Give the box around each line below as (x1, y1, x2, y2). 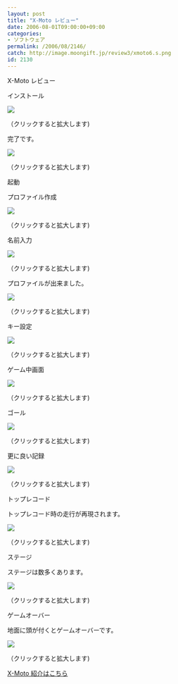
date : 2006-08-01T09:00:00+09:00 (7, 23, 106, 30)
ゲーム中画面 (7, 365, 44, 373)
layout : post (7, 10, 46, 18)
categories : (7, 30, 42, 37)
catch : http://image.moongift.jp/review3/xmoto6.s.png (7, 50, 172, 57)
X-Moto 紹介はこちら (7, 669, 68, 677)
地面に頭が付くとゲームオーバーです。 (7, 626, 117, 634)
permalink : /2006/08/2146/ (7, 43, 87, 50)
